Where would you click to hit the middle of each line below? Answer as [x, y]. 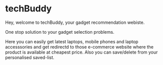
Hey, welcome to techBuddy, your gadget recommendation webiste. [75, 22]
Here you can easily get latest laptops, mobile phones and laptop [72, 41]
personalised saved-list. [30, 57]
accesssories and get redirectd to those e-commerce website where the [79, 47]
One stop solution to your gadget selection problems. [60, 32]
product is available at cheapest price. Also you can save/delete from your [81, 52]
